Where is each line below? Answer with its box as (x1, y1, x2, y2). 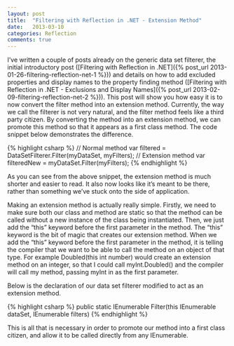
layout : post (7, 10, 46, 18)
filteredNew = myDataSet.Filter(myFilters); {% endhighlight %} (7, 159, 188, 167)
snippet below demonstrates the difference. (7, 131, 134, 139)
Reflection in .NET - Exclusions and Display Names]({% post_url (7, 86, 191, 94)
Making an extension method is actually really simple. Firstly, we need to (7, 201, 216, 209)
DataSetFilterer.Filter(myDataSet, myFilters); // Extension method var (7, 152, 205, 160)
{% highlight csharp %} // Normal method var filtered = (7, 144, 167, 152)
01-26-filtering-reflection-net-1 (7, 71, 97, 79)
